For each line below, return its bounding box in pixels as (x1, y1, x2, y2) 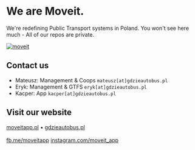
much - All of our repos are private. (6, 30, 95, 38)
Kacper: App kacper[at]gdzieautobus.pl (15, 90, 117, 97)
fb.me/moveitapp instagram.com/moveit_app (6, 136, 119, 144)
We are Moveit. (6, 4, 84, 18)
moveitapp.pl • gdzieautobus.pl (6, 123, 85, 130)
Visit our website (6, 107, 72, 118)
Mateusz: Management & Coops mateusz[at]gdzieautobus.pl (15, 76, 168, 84)
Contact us (6, 60, 49, 71)
